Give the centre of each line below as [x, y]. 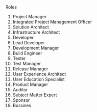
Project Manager [29, 16]
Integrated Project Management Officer [52, 22]
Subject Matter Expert [35, 95]
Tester [19, 58]
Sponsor [21, 100]
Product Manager [30, 84]
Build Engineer [27, 53]
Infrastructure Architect [36, 32]
